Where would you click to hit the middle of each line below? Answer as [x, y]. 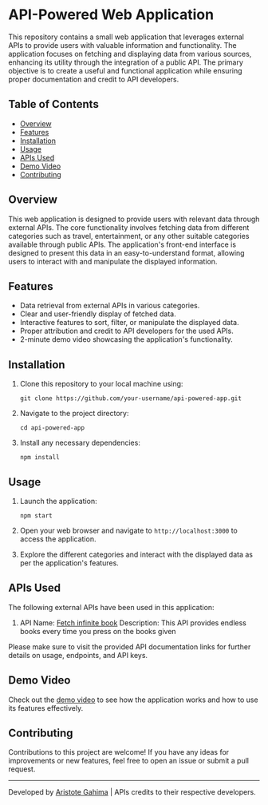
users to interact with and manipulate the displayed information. [113, 261]
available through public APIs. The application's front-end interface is [122, 244]
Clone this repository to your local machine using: [101, 384]
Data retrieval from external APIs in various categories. [110, 306]
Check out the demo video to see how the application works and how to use [133, 700]
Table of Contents [54, 104]
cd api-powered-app [52, 428]
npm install [39, 458]
